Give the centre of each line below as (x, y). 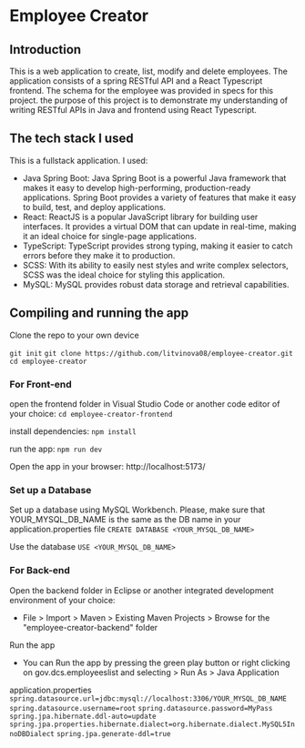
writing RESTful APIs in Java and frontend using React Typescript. (133, 110)
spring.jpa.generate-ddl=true (113, 733)
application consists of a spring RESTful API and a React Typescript (136, 81)
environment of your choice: (62, 600)
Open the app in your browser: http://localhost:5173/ (107, 466)
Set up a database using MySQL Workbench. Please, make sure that (137, 510)
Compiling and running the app (99, 313)
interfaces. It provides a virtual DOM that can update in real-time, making (159, 226)
